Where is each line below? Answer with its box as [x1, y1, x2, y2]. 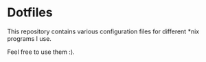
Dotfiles [7, 5, 53, 20]
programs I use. [7, 34, 51, 42]
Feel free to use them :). [7, 48, 75, 56]
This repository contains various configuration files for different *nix [7, 27, 200, 35]
